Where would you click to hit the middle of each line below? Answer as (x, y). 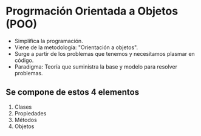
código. (24, 60)
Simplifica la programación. (49, 41)
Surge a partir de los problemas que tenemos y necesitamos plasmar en (104, 53)
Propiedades (30, 113)
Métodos (26, 120)
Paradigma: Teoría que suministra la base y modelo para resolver (96, 66)
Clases (23, 107)
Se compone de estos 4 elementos (73, 92)
